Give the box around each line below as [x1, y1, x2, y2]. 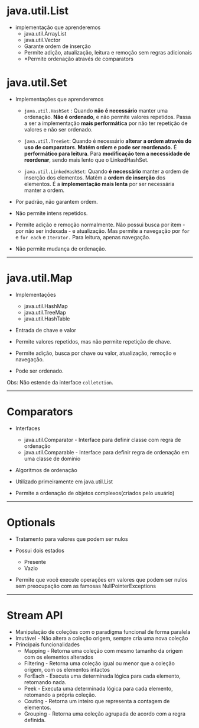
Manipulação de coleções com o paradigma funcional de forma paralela [15, 628, 191, 635]
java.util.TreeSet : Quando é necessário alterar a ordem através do [24, 137, 192, 145]
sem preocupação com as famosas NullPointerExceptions [15, 582, 156, 589]
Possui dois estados [15, 547, 64, 554]
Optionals [6, 515, 56, 529]
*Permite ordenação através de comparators [24, 55, 133, 62]
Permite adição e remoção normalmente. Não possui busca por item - [15, 221, 185, 228]
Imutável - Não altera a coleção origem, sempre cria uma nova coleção [15, 634, 188, 642]
